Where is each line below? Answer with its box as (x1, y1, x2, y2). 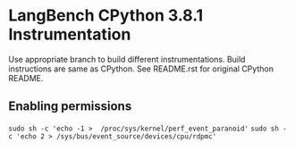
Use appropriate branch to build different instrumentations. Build (8, 54, 246, 64)
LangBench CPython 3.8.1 (8, 5, 204, 26)
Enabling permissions (8, 99, 132, 114)
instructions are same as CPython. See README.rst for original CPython (8, 63, 274, 74)
